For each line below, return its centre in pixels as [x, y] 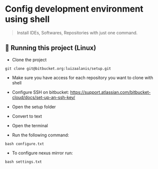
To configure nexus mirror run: [43, 153]
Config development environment [74, 9]
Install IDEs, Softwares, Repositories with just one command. [77, 33]
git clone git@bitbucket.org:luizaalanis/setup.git [58, 68]
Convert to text [27, 116]
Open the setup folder [34, 107]
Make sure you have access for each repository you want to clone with [82, 77]
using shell [27, 19]
